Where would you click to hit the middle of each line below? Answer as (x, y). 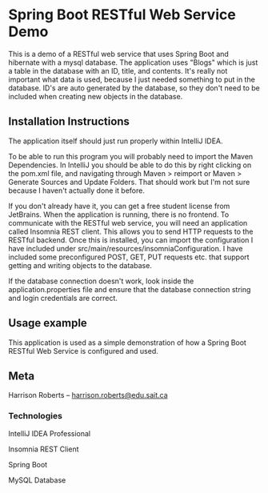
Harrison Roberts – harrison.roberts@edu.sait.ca (88, 395)
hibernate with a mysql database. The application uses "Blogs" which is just (133, 62)
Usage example (48, 323)
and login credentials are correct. (63, 298)
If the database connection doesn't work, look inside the (101, 281)
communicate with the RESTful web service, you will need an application (128, 222)
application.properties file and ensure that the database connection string (130, 289)
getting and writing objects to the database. (80, 265)
